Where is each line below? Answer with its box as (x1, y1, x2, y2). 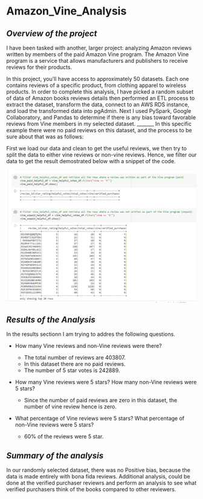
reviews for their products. (6, 63, 72, 71)
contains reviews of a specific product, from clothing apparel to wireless (6, 82, 187, 89)
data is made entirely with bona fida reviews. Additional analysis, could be (6, 473, 190, 480)
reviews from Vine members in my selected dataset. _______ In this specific (6, 120, 192, 127)
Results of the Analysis (6, 314, 95, 324)
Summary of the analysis (6, 450, 104, 460)
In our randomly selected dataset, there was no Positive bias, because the (6, 466, 190, 474)
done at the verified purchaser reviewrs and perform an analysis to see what (6, 479, 197, 487)
